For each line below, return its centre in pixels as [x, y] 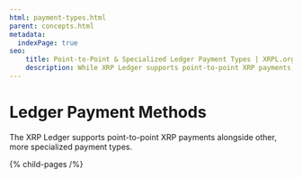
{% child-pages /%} [46, 164]
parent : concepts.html [52, 26]
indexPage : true [48, 43]
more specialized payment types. [71, 147]
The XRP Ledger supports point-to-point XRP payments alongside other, [143, 137]
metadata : [28, 34]
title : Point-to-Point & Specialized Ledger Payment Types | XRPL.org [160, 59]
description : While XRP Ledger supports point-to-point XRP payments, [160, 68]
